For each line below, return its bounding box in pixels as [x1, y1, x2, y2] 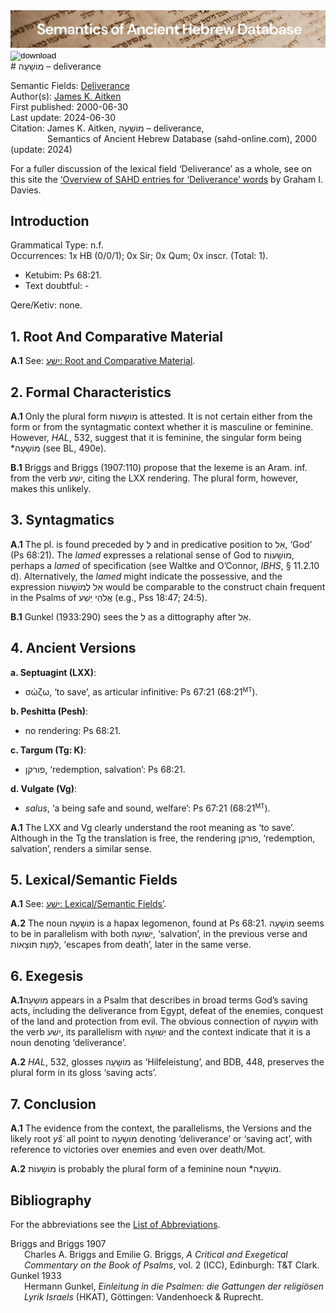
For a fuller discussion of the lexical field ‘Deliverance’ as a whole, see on [10, 162, 313, 174]
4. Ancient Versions [10, 640, 137, 657]
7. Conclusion [10, 1095, 97, 1113]
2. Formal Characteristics [10, 384, 172, 401]
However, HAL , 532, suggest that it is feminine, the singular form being [10, 432, 302, 444]
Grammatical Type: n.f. [10, 239, 104, 251]
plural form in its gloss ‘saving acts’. [10, 1067, 157, 1079]
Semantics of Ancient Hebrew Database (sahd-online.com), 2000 [47, 132, 318, 144]
